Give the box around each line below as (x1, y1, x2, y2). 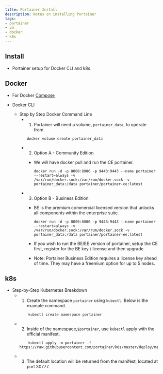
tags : (5, 16, 16, 21)
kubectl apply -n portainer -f (28, 340, 91, 346)
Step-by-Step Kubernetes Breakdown (12, 287, 87, 293)
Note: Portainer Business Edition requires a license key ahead (33, 255, 157, 261)
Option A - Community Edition (33, 150, 94, 156)
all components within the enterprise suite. (33, 210, 119, 216)
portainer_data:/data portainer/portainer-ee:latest (33, 232, 143, 237)
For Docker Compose (12, 92, 55, 98)
